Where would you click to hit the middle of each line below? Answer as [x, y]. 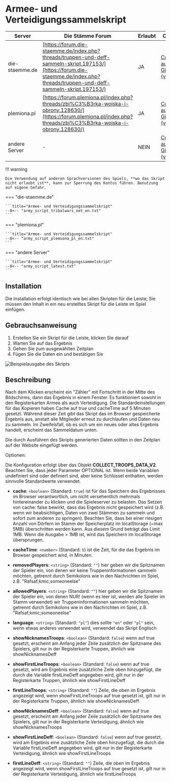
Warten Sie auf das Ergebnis [42, 343]
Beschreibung [28, 380]
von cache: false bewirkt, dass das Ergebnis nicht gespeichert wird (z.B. [88, 507]
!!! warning [17, 169]
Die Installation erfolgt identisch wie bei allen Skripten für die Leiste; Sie [80, 298]
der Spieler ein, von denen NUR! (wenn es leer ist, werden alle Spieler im [89, 596]
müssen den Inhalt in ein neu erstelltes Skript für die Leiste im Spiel [76, 304]
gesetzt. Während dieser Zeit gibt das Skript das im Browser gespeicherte [83, 414]
